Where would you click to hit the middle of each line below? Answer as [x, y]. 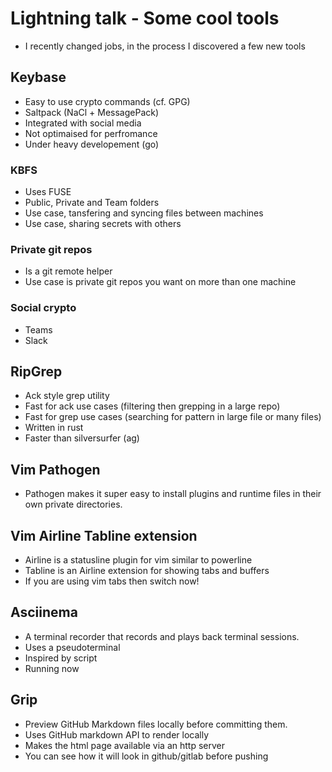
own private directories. [73, 504]
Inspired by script [61, 658]
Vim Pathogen [55, 469]
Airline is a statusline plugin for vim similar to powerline [138, 560]
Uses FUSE [48, 192]
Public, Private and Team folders [92, 203]
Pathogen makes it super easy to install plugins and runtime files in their [173, 494]
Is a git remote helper [68, 271]
